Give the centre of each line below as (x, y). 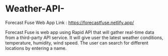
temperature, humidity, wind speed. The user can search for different (77, 42)
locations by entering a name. (36, 48)
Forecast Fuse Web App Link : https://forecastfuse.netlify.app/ (70, 22)
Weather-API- (35, 9)
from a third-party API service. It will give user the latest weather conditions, (84, 37)
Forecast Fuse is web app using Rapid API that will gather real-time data (80, 32)
